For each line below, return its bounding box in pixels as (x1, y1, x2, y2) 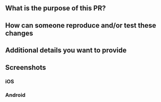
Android (5, 91, 26, 98)
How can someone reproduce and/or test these (5, 21, 156, 30)
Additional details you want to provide (5, 46, 127, 55)
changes (5, 29, 34, 37)
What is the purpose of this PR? (5, 4, 106, 13)
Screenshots (5, 63, 46, 72)
